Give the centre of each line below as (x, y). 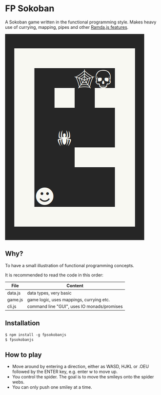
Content (75, 286)
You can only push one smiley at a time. (52, 387)
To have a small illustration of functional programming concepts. (70, 265)
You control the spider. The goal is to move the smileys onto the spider (83, 377)
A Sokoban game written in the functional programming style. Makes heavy (81, 22)
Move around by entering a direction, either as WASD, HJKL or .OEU (80, 367)
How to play (23, 355)
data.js (14, 293)
